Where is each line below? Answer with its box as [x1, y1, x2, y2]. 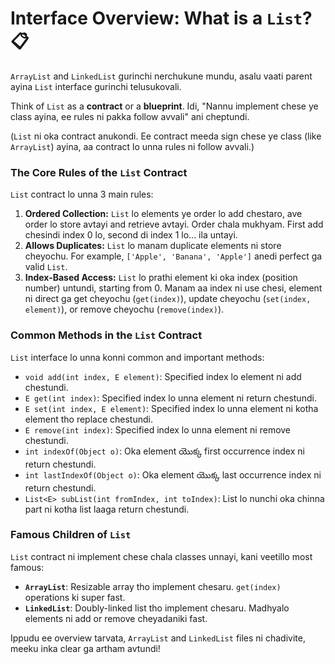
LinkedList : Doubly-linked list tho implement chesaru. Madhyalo [24, 602, 290, 614]
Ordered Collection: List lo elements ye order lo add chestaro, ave [24, 208, 303, 220]
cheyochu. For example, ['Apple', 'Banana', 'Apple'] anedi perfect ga [24, 250, 323, 262]
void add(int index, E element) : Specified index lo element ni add [24, 370, 302, 382]
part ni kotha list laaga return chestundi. [24, 503, 190, 515]
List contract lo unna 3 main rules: [10, 188, 154, 201]
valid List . [24, 261, 68, 273]
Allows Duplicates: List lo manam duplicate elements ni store [24, 240, 282, 252]
